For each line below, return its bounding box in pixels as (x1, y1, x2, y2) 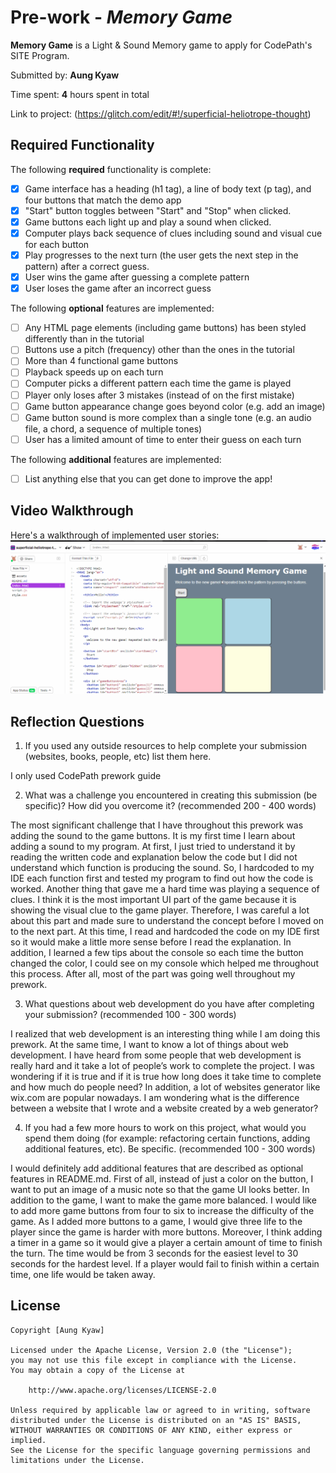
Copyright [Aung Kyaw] (10, 1325, 105, 1335)
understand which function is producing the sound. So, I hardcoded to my (10, 862, 315, 874)
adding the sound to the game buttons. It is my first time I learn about (10, 830, 296, 842)
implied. (10, 1435, 47, 1445)
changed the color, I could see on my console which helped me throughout (10, 957, 319, 970)
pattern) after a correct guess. (24, 261, 150, 273)
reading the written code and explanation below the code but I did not (10, 851, 298, 863)
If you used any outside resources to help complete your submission (24, 740, 307, 752)
